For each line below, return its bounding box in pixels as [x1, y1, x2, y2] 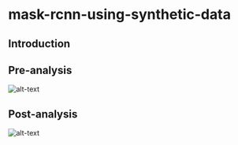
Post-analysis [8, 107, 78, 121]
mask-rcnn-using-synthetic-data [8, 6, 231, 24]
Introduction [8, 37, 71, 50]
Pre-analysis [8, 63, 73, 76]
